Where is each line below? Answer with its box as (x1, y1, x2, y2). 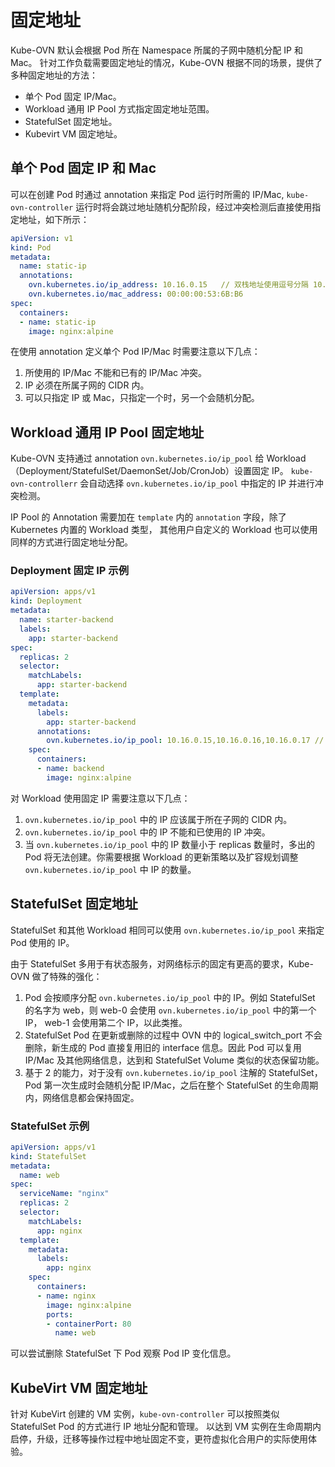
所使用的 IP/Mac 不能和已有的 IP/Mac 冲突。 (24, 367, 208, 379)
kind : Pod (10, 242, 52, 253)
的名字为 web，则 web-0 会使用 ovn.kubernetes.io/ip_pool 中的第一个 (24, 1004, 317, 1016)
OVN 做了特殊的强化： (10, 970, 103, 982)
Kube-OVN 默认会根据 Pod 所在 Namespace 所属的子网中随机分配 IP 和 (10, 44, 303, 56)
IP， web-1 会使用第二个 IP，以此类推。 (24, 1016, 188, 1028)
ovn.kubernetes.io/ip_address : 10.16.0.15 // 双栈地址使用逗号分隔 (28, 280, 309, 290)
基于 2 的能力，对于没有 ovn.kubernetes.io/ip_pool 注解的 (24, 1066, 267, 1078)
